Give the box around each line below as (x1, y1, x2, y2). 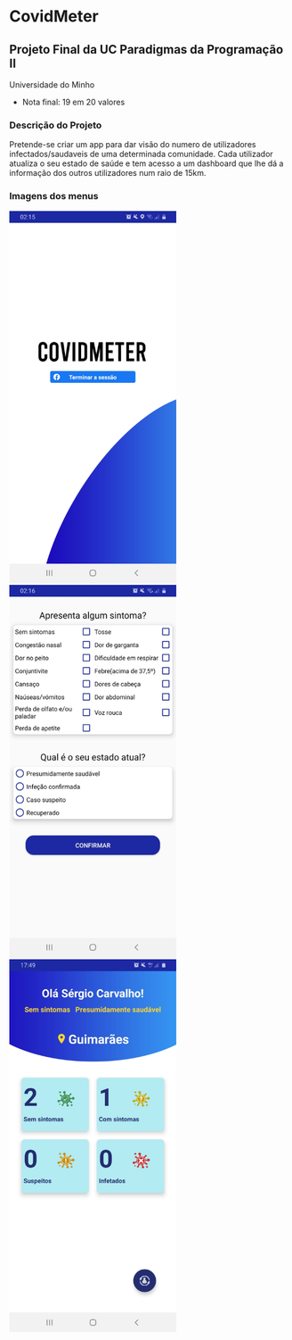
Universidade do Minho (9, 79, 95, 90)
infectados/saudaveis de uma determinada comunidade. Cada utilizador (9, 149, 273, 160)
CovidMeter (9, 6, 100, 27)
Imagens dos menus (9, 190, 99, 203)
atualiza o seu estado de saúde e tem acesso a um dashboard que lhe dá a (9, 158, 284, 169)
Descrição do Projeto (9, 119, 102, 131)
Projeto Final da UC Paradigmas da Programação (9, 42, 284, 57)
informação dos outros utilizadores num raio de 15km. (9, 168, 207, 179)
